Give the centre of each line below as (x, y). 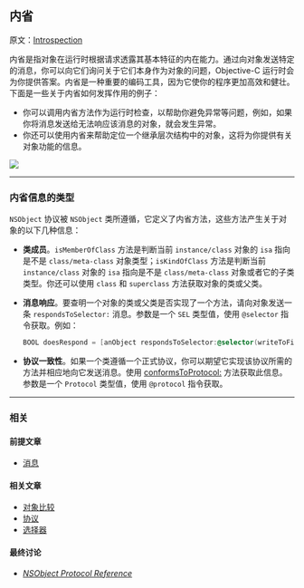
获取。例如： (54, 325)
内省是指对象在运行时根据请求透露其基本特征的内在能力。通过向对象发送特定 (152, 59)
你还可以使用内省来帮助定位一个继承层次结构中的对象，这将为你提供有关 (157, 135)
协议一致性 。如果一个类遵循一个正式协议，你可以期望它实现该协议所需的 (157, 361)
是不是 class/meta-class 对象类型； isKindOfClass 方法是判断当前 (144, 261)
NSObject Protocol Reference (77, 573)
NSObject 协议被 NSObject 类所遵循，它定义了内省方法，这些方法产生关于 (144, 219)
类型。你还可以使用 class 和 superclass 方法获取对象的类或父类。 (144, 284)
